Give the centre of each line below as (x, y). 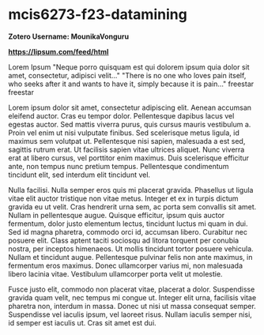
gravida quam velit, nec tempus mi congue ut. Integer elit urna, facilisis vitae (132, 297)
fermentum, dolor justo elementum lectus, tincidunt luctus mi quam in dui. (128, 224)
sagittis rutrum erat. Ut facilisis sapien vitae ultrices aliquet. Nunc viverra (126, 149)
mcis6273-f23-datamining (98, 15)
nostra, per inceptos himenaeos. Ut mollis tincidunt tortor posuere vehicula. (131, 248)
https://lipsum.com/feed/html (58, 51)
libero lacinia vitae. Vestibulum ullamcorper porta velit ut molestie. (115, 273)
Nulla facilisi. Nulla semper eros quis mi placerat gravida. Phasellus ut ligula (131, 190)
